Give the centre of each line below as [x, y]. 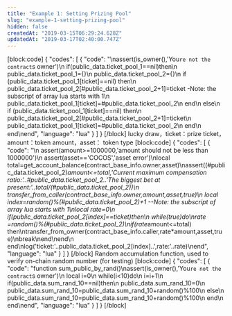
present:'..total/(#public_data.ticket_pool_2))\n [73, 188]
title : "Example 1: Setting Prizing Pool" [69, 14]
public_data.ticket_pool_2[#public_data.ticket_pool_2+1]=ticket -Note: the [112, 89]
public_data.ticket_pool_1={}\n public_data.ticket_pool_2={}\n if [97, 74]
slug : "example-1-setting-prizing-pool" [66, 20]
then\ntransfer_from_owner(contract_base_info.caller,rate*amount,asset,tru [115, 232]
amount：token [29, 142]
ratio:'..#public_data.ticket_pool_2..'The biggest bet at [84, 180]
